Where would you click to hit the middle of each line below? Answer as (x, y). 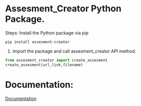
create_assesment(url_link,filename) (44, 65)
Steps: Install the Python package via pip (47, 33)
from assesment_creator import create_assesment (56, 60)
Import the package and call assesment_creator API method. (74, 51)
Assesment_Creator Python (63, 9)
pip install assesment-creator (37, 42)
